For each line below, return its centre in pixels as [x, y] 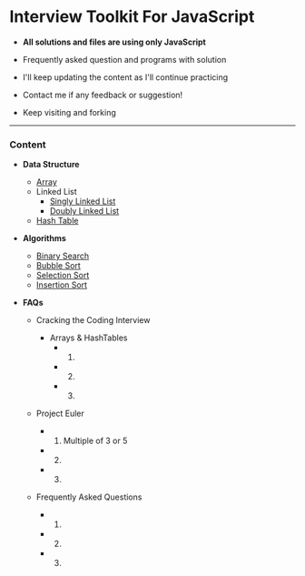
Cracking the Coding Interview [93, 320]
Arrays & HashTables [89, 338]
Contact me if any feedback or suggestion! [103, 95]
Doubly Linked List [84, 211]
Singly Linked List [83, 201]
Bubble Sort [59, 266]
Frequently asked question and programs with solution [124, 59]
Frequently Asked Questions [89, 497]
